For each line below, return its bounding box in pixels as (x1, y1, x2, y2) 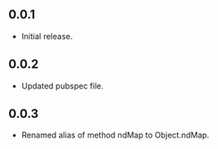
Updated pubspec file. (21, 80, 104, 91)
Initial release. (21, 30, 73, 41)
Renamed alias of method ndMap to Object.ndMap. (21, 129, 210, 141)
